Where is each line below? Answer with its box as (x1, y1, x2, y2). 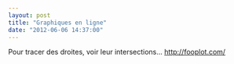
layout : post (8, 11, 51, 20)
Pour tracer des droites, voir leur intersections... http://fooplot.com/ (8, 48, 226, 57)
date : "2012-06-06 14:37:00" (8, 26, 104, 34)
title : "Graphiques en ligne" (8, 19, 108, 27)
